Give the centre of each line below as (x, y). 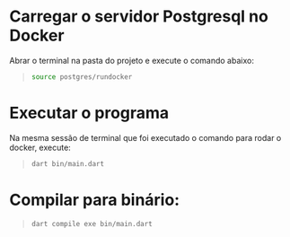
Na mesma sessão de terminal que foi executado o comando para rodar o (145, 137)
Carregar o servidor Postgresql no (139, 17)
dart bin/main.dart (68, 163)
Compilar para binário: (95, 200)
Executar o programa (89, 113)
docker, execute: (40, 147)
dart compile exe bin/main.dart (92, 224)
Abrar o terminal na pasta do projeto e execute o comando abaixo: (132, 60)
